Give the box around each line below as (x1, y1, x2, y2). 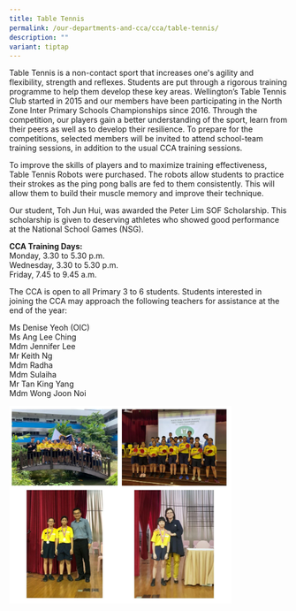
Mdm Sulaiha (9, 370, 57, 380)
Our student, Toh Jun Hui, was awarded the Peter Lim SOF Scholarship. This (9, 205, 287, 216)
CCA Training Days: (9, 241, 83, 252)
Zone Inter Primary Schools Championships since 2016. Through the (9, 105, 258, 116)
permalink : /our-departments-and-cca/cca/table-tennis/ (9, 23, 219, 33)
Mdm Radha (9, 360, 53, 370)
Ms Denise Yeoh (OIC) (9, 323, 90, 333)
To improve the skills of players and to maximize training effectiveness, (9, 160, 268, 171)
